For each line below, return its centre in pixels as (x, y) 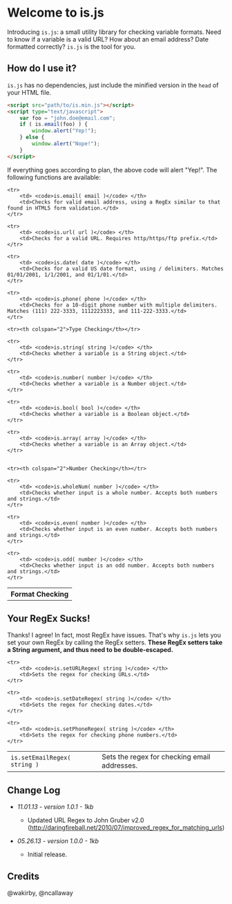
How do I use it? (42, 68)
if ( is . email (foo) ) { (54, 125)
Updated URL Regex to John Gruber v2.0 (86, 820)
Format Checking (40, 594)
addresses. (120, 766)
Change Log (34, 790)
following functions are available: (54, 177)
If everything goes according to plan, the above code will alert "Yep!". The (112, 170)
